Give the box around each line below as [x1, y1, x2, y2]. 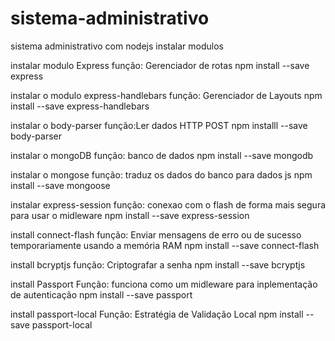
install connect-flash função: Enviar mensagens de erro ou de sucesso [10, 228, 302, 241]
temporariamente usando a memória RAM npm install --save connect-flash [10, 239, 320, 251]
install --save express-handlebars [10, 100, 150, 112]
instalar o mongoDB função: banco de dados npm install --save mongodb [10, 149, 314, 161]
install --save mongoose [10, 179, 111, 191]
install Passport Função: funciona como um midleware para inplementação [10, 278, 318, 290]
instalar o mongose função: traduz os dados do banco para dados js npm [10, 168, 313, 181]
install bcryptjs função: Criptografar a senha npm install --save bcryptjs [10, 258, 306, 271]
